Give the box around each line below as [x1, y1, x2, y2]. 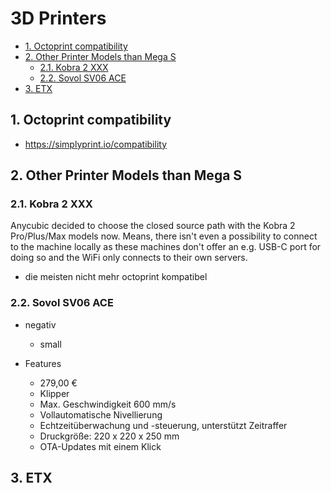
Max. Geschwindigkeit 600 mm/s [39, 398, 177, 410]
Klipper [39, 387, 70, 399]
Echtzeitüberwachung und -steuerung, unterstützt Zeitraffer [39, 419, 288, 431]
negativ [24, 318, 57, 331]
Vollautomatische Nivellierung [39, 408, 163, 421]
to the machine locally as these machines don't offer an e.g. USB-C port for [10, 241, 322, 253]
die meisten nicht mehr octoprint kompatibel [24, 271, 208, 283]
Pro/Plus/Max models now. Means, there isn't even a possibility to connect [10, 230, 318, 242]
